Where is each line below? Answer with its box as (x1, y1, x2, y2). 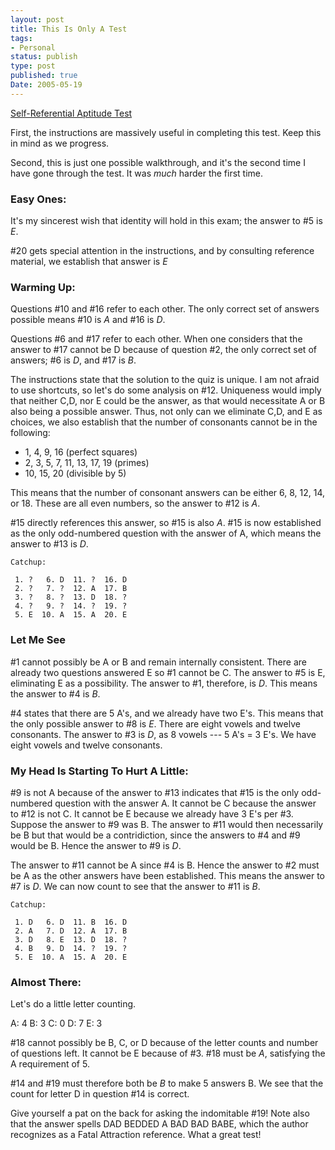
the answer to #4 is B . (10, 687, 101, 700)
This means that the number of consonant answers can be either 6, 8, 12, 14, (10, 487, 326, 499)
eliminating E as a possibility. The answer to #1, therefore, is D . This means (10, 677, 318, 689)
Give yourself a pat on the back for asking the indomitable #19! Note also (10, 1107, 310, 1120)
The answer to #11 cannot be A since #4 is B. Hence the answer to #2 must (10, 859, 320, 871)
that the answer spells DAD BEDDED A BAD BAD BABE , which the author (10, 1118, 309, 1130)
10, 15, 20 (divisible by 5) (24, 467, 127, 480)
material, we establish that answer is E (10, 256, 168, 268)
